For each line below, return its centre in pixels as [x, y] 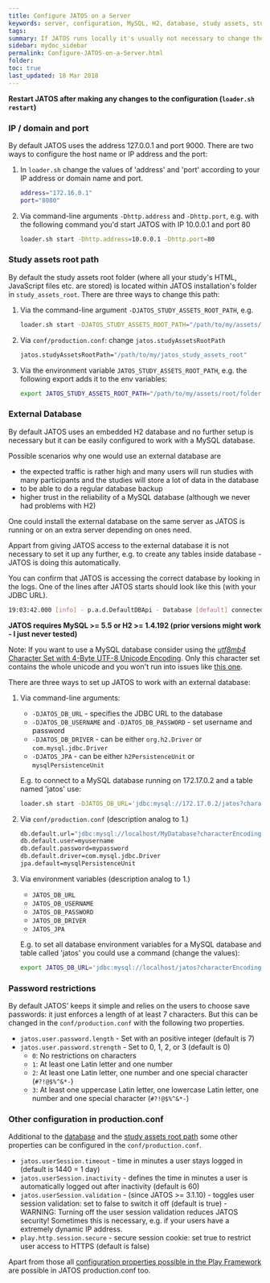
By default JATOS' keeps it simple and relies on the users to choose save [129, 1006]
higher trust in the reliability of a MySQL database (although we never [135, 497]
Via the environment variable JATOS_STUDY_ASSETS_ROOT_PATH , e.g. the [133, 370]
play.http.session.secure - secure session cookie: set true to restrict [135, 1238]
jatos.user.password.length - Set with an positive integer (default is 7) [137, 1038]
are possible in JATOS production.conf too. [80, 1271]
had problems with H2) [58, 505]
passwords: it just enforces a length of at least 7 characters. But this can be [133, 1014]
